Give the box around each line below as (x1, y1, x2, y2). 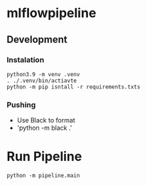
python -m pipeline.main (6, 172, 80, 180)
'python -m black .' (16, 123, 72, 133)
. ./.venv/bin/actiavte (6, 77, 77, 84)
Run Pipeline (6, 148, 82, 165)
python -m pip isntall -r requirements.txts (6, 83, 141, 91)
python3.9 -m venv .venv (6, 71, 80, 78)
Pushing (6, 100, 36, 110)
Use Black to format (16, 116, 75, 125)
